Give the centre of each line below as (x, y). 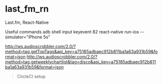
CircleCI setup (31, 76)
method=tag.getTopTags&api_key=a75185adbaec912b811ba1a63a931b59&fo (81, 51)
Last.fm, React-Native (27, 22)
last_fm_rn (27, 9)
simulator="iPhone (24, 37)
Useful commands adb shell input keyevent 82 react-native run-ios (72, 32)
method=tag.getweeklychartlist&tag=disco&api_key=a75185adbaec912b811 (81, 62)
